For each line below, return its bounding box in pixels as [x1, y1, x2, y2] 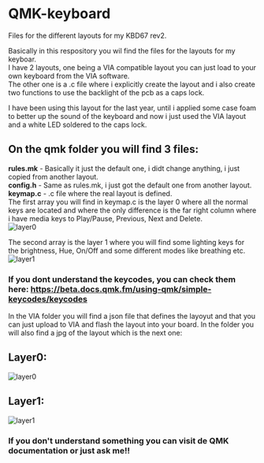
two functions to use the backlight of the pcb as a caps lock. [8, 87, 205, 97]
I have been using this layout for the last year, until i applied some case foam [8, 103, 257, 113]
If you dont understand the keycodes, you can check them [8, 273, 236, 284]
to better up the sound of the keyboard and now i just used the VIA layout [8, 111, 247, 120]
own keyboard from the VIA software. [8, 71, 130, 80]
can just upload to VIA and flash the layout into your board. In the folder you [8, 320, 255, 329]
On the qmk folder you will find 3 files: [8, 143, 199, 156]
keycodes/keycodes [8, 293, 88, 304]
